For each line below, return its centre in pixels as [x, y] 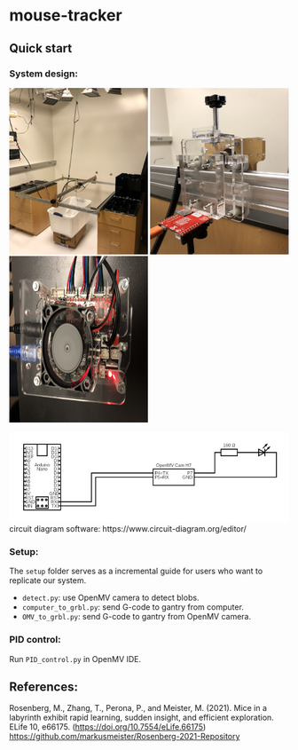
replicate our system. [48, 580]
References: [43, 687]
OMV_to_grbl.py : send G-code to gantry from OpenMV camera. [137, 617]
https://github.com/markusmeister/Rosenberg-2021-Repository [125, 737]
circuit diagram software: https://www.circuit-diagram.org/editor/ [128, 528]
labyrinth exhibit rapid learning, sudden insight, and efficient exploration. [142, 718]
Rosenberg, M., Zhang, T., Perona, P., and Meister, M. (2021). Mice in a [138, 708]
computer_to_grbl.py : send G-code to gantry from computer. [133, 607]
